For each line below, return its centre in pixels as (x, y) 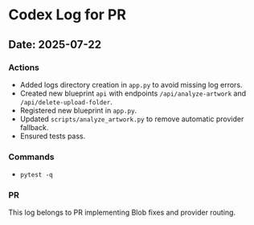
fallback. (34, 127)
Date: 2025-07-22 (55, 45)
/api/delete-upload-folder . (66, 101)
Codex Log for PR (68, 15)
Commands (31, 157)
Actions (24, 67)
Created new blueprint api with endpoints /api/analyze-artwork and (133, 93)
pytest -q (37, 175)
